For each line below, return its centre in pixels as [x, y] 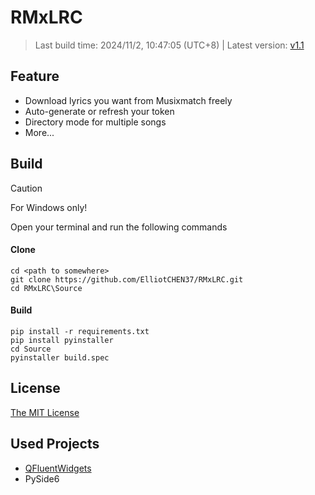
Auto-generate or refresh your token [99, 111]
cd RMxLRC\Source [46, 288]
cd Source [31, 349]
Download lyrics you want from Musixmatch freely [128, 100]
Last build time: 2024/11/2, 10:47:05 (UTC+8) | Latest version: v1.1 [169, 45]
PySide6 [42, 478]
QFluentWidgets [58, 468]
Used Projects [55, 444]
